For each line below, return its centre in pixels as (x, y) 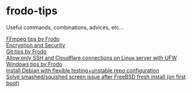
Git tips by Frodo (26, 51)
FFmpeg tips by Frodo (33, 39)
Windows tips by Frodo (34, 64)
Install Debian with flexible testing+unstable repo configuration (83, 70)
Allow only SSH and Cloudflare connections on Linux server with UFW (92, 58)
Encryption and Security (36, 45)
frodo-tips (32, 11)
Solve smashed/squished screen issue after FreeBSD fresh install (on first (96, 77)
